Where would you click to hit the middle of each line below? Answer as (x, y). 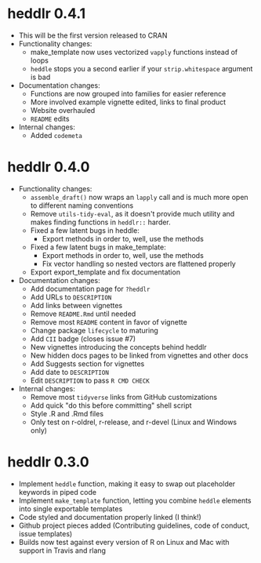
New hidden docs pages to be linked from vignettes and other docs (139, 355)
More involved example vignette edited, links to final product (128, 102)
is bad (40, 77)
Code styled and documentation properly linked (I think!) (110, 517)
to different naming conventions (82, 205)
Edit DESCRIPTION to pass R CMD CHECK (90, 380)
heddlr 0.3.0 (48, 462)
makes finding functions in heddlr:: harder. (101, 222)
